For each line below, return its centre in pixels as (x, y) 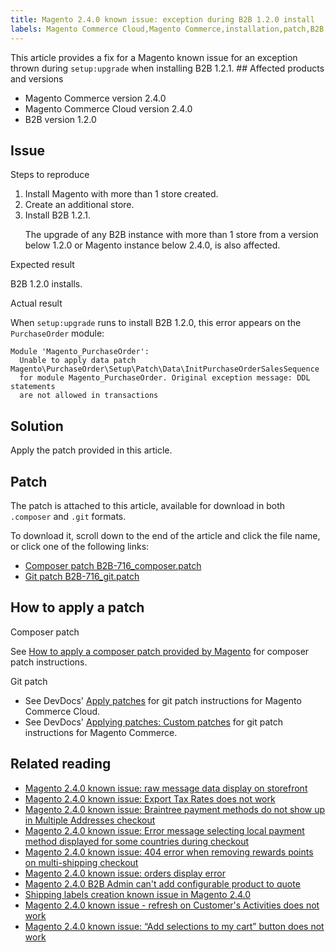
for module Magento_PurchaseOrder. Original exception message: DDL (165, 378)
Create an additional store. (79, 205)
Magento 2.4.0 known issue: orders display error (125, 873)
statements (33, 387)
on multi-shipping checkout (81, 862)
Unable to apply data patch (78, 361)
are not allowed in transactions (89, 396)
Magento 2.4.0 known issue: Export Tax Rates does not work (150, 798)
